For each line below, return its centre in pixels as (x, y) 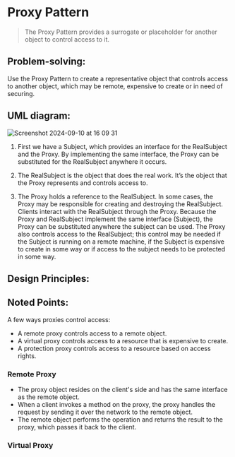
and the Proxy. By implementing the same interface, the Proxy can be (118, 154)
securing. (21, 93)
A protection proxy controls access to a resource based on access (114, 348)
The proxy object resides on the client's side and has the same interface (122, 390)
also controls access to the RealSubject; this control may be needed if (119, 234)
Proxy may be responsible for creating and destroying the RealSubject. (120, 204)
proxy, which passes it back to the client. (77, 427)
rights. (27, 356)
